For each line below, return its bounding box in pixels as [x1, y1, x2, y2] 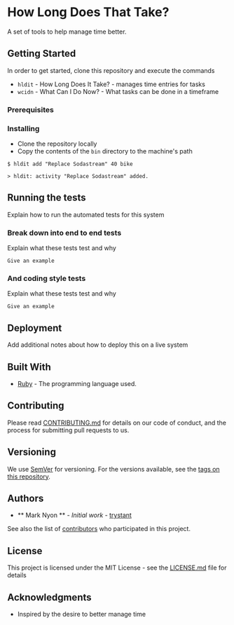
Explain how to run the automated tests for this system [7, 210, 165, 219]
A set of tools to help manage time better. [7, 27, 127, 36]
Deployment [7, 322, 62, 334]
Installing [7, 123, 40, 133]
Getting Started [7, 48, 76, 60]
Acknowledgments [7, 591, 92, 603]
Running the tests [7, 192, 86, 204]
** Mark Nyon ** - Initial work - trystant [17, 511, 132, 519]
